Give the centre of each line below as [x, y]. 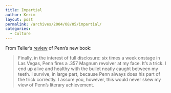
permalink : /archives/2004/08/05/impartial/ [54, 24]
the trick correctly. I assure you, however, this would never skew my [89, 80]
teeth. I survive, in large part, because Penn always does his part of [89, 74]
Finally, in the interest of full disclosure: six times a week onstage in [89, 58]
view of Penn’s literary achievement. [56, 85]
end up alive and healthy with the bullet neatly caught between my [88, 69]
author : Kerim [20, 15]
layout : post [19, 19]
